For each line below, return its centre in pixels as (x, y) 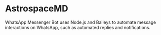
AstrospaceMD (37, 9)
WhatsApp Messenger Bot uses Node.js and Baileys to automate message (80, 22)
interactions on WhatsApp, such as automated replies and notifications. (78, 27)
